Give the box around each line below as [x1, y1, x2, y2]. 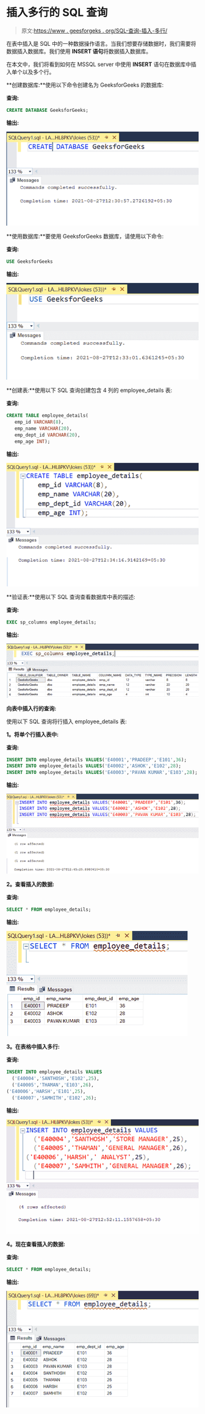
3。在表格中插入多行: [6, 1043, 60, 1050]
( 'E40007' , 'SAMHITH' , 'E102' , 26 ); [12, 1095, 97, 1101]
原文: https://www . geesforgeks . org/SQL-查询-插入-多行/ [21, 27, 168, 34]
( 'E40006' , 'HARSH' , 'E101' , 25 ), [6, 1088, 86, 1094]
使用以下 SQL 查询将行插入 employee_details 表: [6, 718, 127, 725]
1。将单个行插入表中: [6, 731, 59, 738]
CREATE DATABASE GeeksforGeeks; [6, 107, 88, 113]
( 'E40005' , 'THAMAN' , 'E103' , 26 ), [12, 1082, 95, 1088]
